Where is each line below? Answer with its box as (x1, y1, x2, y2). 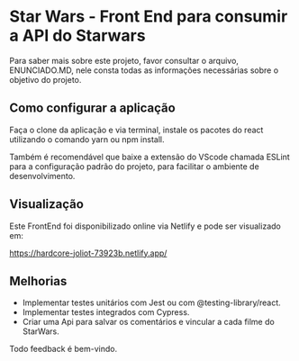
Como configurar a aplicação (9, 101, 176, 116)
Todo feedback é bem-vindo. (9, 344, 118, 355)
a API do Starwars (9, 25, 146, 46)
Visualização (9, 196, 84, 212)
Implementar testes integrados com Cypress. (22, 307, 190, 318)
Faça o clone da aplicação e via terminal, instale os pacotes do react (9, 124, 264, 135)
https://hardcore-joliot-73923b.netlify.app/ (9, 248, 168, 258)
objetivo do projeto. (9, 74, 82, 85)
